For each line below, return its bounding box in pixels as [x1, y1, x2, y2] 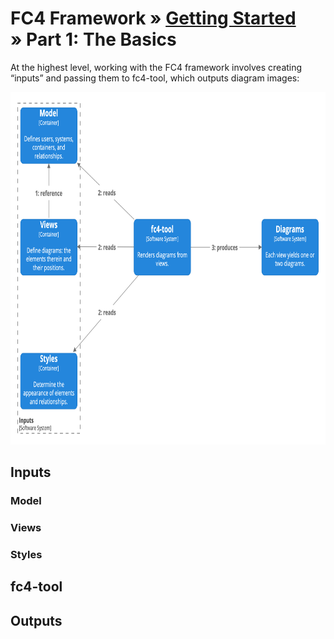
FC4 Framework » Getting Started [10, 7, 297, 30]
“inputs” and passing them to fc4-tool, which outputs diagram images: [10, 72, 300, 84]
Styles [10, 548, 43, 562]
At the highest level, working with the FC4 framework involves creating [10, 61, 303, 73]
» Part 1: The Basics [10, 28, 177, 51]
